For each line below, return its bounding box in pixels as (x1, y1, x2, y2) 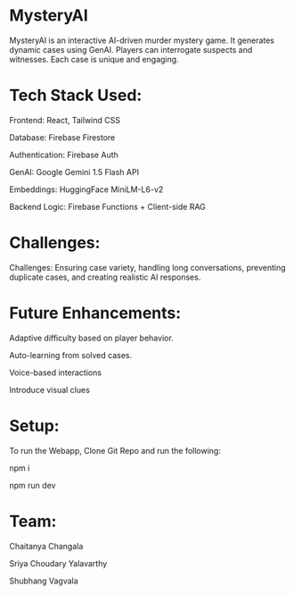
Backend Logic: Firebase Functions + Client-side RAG (9, 201, 207, 212)
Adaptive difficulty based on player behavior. (9, 332, 174, 343)
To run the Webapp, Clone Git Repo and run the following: (9, 445, 221, 456)
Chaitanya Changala (9, 541, 84, 551)
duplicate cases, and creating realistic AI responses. (9, 272, 201, 282)
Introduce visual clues (9, 384, 91, 395)
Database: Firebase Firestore (9, 131, 116, 143)
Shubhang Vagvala (9, 575, 78, 586)
